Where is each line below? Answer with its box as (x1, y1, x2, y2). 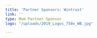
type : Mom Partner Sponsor (5, 16, 62, 21)
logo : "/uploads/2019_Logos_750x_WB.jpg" (5, 21, 93, 26)
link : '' (5, 12, 24, 17)
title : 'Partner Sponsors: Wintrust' (5, 7, 84, 12)
